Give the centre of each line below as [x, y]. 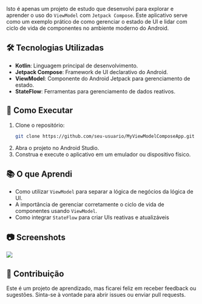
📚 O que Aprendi [39, 174]
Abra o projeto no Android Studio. [57, 147]
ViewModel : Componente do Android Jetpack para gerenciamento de [103, 78]
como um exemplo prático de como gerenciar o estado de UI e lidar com [97, 22]
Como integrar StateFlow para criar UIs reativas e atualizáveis [92, 217]
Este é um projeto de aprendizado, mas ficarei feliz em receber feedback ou [101, 288]
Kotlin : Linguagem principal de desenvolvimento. [76, 66]
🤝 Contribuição [35, 273]
